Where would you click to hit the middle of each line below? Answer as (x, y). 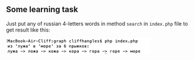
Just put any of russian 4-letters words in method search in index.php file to (97, 23)
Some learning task (42, 10)
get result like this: (28, 30)
